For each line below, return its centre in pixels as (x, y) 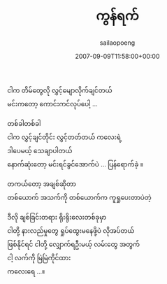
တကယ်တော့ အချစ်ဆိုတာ (42, 184)
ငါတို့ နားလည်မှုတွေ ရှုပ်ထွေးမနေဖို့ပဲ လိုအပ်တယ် (71, 230)
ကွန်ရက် (117, 16)
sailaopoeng (117, 43)
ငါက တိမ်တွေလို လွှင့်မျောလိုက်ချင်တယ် (60, 90)
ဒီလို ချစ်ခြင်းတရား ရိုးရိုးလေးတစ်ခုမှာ (57, 217)
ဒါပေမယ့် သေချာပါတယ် (40, 150)
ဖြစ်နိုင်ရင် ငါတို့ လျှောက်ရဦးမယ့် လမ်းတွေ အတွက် (74, 244)
